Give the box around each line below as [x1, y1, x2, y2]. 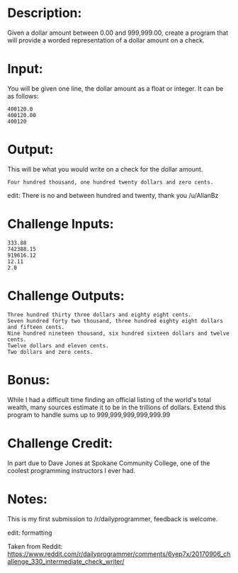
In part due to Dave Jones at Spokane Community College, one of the [7, 459, 210, 467]
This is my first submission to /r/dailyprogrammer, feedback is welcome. [7, 514, 218, 523]
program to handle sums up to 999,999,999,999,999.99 [7, 410, 171, 419]
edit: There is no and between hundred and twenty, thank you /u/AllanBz [7, 191, 219, 199]
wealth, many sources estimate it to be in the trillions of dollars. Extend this [7, 403, 227, 411]
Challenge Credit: [7, 435, 113, 451]
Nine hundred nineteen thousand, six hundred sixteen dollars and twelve [7, 330, 230, 337]
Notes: [7, 491, 48, 507]
